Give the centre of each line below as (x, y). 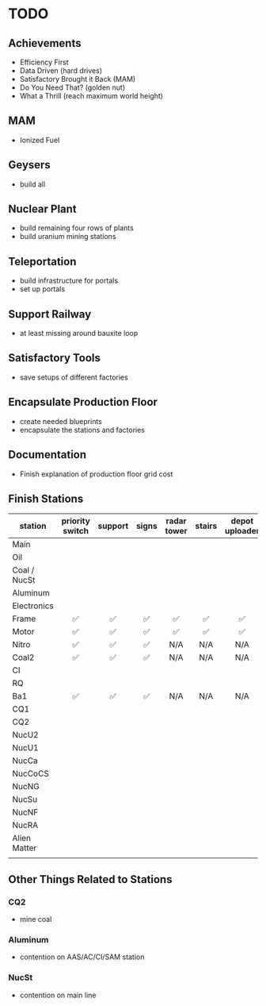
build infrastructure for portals (69, 281)
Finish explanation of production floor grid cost (96, 474)
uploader (242, 531)
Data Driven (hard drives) (61, 71)
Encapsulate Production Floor (83, 402)
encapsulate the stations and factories (82, 430)
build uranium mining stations (68, 237)
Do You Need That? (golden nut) (72, 87)
